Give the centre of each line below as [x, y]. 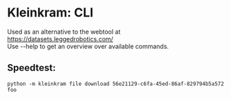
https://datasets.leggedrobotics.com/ [60, 38]
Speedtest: [32, 68]
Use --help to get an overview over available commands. [88, 46]
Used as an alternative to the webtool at [64, 32]
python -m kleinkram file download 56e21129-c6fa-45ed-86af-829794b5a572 [116, 84]
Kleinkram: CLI [50, 13]
